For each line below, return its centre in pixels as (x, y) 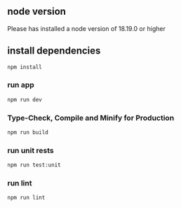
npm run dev (25, 99)
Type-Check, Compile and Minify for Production (91, 118)
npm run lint (26, 198)
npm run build (28, 132)
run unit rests (31, 150)
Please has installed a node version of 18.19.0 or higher (87, 28)
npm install (25, 67)
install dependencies (54, 51)
